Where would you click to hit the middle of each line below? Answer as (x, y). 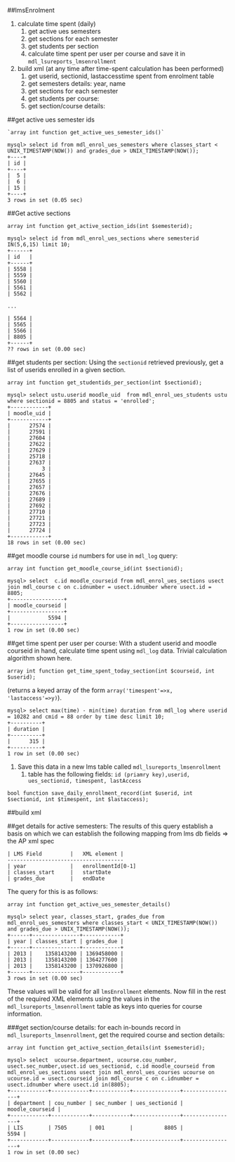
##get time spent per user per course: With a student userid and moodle (112, 643)
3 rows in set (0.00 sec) (45, 978)
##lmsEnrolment (31, 10)
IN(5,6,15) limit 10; (39, 245)
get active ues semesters (64, 31)
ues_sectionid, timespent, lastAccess (85, 781)
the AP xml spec (31, 841)
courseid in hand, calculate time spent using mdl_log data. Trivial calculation (117, 651)
